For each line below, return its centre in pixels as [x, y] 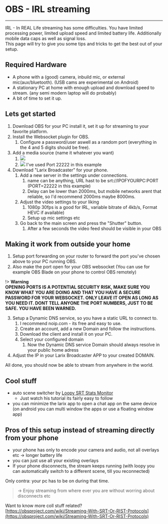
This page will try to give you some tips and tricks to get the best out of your [84, 44]
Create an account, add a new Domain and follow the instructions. [88, 329]
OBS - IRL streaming [48, 9]
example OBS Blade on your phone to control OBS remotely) [74, 272]
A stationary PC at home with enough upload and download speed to [83, 87]
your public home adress [53, 350]
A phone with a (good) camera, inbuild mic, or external [68, 77]
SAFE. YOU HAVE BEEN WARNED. [41, 309]
